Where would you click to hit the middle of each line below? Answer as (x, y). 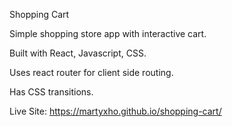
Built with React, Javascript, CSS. (78, 53)
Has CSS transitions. (51, 92)
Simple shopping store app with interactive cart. (108, 33)
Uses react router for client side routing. (91, 72)
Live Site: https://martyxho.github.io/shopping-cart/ (115, 111)
